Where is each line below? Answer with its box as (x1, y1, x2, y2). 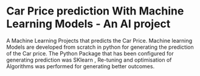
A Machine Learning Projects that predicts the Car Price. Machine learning (6, 37, 193, 44)
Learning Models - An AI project (6, 17, 171, 31)
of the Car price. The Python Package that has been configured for (6, 49, 174, 57)
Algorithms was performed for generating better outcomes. (6, 62, 155, 70)
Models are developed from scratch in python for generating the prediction (6, 43, 194, 51)
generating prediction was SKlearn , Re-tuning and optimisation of (6, 56, 172, 63)
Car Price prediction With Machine (6, 4, 184, 18)
